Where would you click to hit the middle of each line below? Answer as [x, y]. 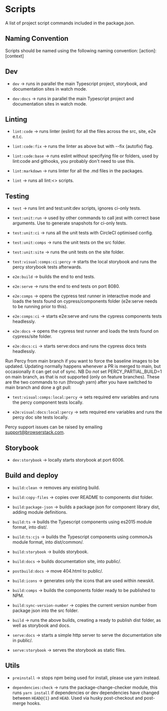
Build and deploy [32, 476]
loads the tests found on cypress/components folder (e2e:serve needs [85, 301]
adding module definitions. [40, 512]
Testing [17, 196]
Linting [16, 119]
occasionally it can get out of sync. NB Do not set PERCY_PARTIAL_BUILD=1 [83, 371]
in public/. [23, 640]
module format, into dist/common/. [48, 542]
